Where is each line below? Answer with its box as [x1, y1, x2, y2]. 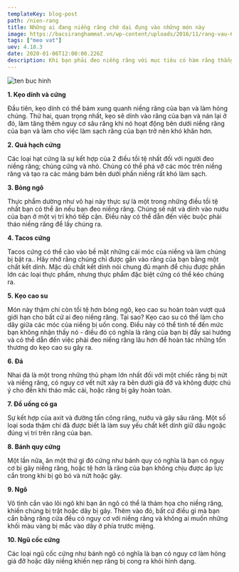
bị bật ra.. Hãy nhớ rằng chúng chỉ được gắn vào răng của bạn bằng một [7, 254, 219, 264]
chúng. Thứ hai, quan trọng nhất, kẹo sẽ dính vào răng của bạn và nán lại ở [7, 111, 227, 120]
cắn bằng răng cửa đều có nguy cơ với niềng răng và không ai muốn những [7, 514, 228, 522]
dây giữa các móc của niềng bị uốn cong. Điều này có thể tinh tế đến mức [7, 320, 224, 328]
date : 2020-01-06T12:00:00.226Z [7, 51, 103, 58]
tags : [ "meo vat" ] [7, 37, 62, 44]
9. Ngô [7, 485, 28, 494]
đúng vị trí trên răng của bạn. [7, 428, 93, 437]
